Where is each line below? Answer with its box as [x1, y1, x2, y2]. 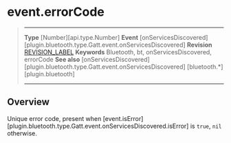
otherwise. [7, 129, 38, 137]
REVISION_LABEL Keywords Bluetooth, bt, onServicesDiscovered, [23, 47, 212, 56]
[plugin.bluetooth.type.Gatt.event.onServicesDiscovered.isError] [7, 122, 189, 130]
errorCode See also [23, 55, 80, 63]
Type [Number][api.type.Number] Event [23, 33, 139, 41]
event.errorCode [7, 4, 104, 20]
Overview [7, 96, 50, 108]
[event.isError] [102, 114, 144, 122]
